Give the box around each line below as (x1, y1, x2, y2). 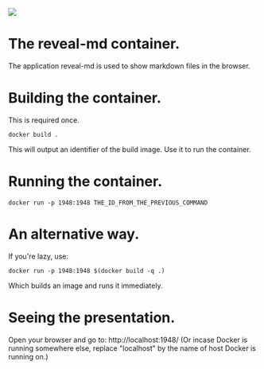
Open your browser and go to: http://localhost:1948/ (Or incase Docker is (8, 335, 248, 344)
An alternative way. (8, 225, 140, 243)
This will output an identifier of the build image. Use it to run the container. (8, 144, 252, 154)
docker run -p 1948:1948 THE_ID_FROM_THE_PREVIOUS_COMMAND (8, 199, 208, 207)
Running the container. (8, 173, 163, 191)
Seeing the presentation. (8, 309, 176, 326)
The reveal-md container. (8, 35, 181, 53)
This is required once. (8, 115, 80, 125)
